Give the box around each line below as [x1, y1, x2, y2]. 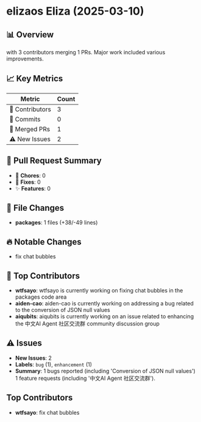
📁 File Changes [6, 203, 65, 213]
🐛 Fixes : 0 [15, 178, 41, 186]
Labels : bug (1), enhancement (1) [15, 360, 93, 368]
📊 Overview [6, 29, 54, 40]
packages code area [15, 293, 67, 300]
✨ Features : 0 [15, 184, 51, 192]
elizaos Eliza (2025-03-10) [6, 4, 144, 18]
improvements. [6, 55, 44, 62]
